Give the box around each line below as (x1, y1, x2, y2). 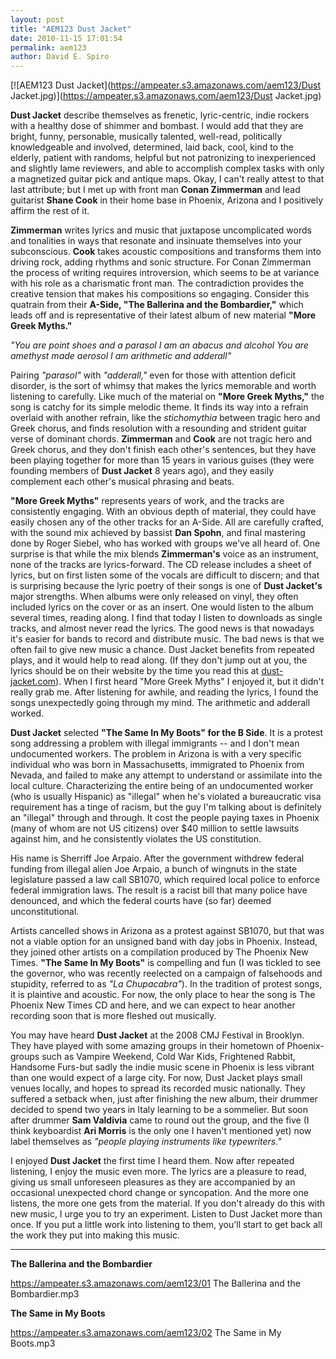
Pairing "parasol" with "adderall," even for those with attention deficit (10, 369, 297, 381)
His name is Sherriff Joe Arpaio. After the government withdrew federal (10, 852, 305, 865)
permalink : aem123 (10, 42, 87, 53)
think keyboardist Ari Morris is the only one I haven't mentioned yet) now (10, 1125, 312, 1137)
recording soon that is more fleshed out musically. (10, 1010, 217, 1022)
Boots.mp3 (10, 1337, 56, 1350)
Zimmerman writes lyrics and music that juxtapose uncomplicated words (10, 224, 312, 236)
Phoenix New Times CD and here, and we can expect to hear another (10, 999, 296, 1011)
